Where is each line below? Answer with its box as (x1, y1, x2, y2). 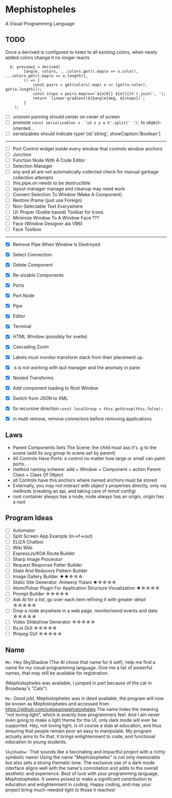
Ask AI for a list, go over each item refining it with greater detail (12, 596, 146, 602)
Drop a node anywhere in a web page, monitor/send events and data (12, 608, 158, 614)
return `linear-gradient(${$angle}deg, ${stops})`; (32, 96, 145, 101)
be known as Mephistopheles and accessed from (5, 701, 109, 707)
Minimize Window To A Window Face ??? (12, 214, 100, 221)
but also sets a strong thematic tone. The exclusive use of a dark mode (5, 760, 155, 766)
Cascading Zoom (12, 344, 49, 350)
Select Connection (12, 251, 52, 257)
